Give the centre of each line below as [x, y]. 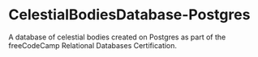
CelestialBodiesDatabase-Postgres [129, 15]
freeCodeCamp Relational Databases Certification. [92, 45]
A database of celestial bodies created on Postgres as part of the [117, 37]
